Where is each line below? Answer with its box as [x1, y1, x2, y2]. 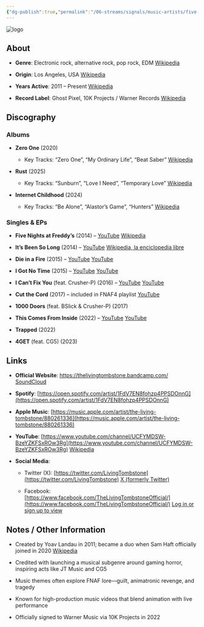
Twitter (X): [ [24, 469, 56, 477]
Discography [6, 112, 56, 122]
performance [15, 602, 49, 609]
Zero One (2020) [15, 144, 58, 152]
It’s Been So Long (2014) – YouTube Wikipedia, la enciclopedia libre [15, 244, 185, 251]
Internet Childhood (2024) [15, 191, 83, 199]
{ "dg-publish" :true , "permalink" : [6, 9, 91, 15]
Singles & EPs [6, 218, 47, 227]
